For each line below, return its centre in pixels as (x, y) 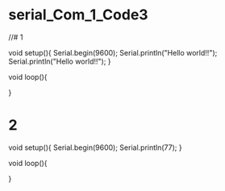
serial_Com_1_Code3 (78, 15)
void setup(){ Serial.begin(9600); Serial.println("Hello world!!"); (113, 52)
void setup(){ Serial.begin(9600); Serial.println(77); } (96, 147)
